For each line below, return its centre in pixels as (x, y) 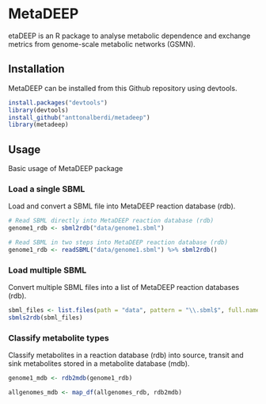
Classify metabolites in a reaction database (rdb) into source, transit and (126, 355)
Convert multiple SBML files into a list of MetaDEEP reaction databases (124, 288)
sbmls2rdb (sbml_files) (46, 318)
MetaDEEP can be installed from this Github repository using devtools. (123, 88)
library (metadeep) (38, 125)
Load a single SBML (47, 189)
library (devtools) (38, 110)
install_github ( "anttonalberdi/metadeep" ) (79, 117)
